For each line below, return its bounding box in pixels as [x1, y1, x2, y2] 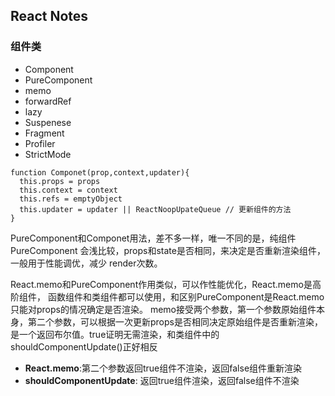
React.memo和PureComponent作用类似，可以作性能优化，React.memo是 [10, 278, 313, 290]
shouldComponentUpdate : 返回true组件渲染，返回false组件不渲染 [24, 374, 300, 386]
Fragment [24, 127, 65, 139]
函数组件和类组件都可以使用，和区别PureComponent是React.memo [47, 290, 325, 303]
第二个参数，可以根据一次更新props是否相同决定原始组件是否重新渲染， [27, 315, 323, 328]
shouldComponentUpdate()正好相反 [10, 340, 158, 353]
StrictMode [24, 148, 72, 160]
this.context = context [19, 185, 118, 195]
